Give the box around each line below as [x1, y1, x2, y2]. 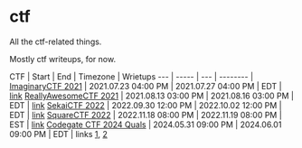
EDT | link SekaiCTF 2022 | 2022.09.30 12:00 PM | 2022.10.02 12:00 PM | [9, 99, 282, 110]
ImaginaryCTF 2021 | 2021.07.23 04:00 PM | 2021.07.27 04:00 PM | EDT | [9, 80, 282, 91]
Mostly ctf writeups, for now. [9, 53, 116, 64]
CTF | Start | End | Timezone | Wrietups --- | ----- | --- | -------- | [9, 70, 254, 82]
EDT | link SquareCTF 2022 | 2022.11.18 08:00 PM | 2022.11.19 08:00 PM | [9, 109, 282, 120]
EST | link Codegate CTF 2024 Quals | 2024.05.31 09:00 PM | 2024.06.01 [9, 119, 282, 130]
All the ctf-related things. [9, 36, 102, 47]
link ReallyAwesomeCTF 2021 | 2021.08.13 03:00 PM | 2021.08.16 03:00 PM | [9, 90, 294, 101]
